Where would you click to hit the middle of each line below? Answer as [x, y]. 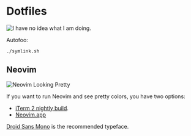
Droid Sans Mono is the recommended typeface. [68, 126]
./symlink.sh [23, 51]
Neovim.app [31, 115]
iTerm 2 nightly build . [42, 108]
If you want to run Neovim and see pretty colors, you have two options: [96, 96]
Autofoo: [17, 40]
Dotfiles [27, 11]
